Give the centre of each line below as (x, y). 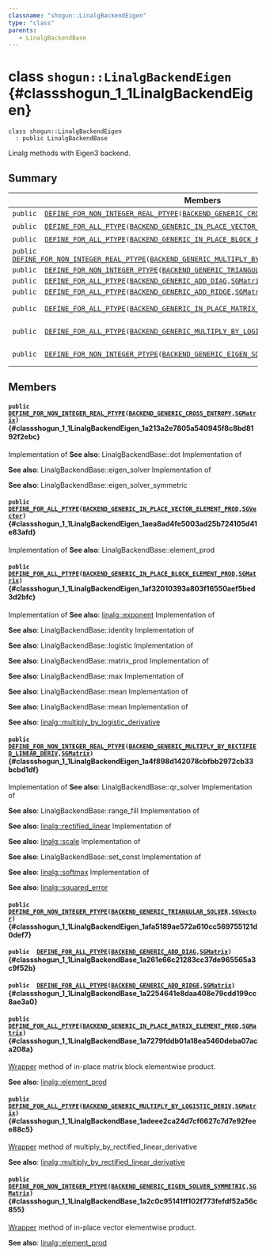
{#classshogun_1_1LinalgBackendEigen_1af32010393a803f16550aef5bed (132, 589)
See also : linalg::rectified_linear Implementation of (90, 826)
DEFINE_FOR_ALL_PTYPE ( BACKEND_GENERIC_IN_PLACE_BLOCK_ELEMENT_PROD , (123, 574)
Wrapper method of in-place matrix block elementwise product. (112, 1067)
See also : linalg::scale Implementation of (74, 842)
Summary (33, 178)
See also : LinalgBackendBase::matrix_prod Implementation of (108, 661)
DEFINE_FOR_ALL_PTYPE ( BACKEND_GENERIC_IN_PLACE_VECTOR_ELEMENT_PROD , (125, 509)
